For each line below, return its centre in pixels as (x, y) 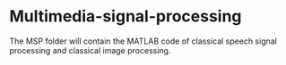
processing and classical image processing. (90, 50)
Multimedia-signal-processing (126, 16)
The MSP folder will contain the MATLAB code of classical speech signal (143, 41)
